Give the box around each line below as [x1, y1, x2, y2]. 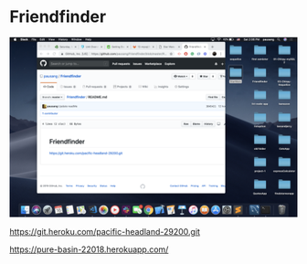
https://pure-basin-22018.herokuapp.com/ [9, 244, 169, 255]
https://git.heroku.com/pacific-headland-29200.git [9, 226, 201, 237]
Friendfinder [9, 6, 107, 27]
